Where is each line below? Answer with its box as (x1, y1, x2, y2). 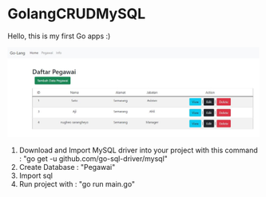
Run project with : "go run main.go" (18, 179, 136, 188)
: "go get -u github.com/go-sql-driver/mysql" (18, 153, 169, 164)
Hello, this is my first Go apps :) (7, 31, 111, 41)
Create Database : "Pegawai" (18, 162, 116, 171)
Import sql (18, 171, 54, 180)
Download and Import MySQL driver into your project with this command (18, 145, 258, 155)
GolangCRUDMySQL (7, 5, 146, 23)
